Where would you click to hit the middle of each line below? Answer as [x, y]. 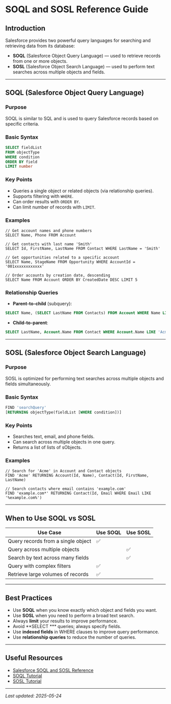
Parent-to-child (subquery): [42, 304]
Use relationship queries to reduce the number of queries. [74, 637]
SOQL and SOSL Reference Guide [77, 9]
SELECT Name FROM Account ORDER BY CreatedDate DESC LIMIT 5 [72, 280]
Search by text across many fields [48, 558]
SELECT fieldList [24, 147]
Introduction [25, 28]
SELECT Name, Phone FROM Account [41, 235]
